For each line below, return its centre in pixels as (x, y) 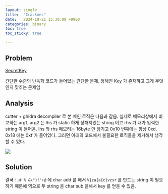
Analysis (19, 103)
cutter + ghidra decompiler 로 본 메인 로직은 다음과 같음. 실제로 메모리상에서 (81, 116)
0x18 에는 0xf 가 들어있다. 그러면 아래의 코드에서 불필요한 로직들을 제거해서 (79, 135)
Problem (19, 58)
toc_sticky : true (23, 33)
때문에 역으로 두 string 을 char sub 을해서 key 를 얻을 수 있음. (75, 186)
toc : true (16, 29)
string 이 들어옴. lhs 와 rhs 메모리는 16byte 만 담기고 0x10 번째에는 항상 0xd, (81, 129)
